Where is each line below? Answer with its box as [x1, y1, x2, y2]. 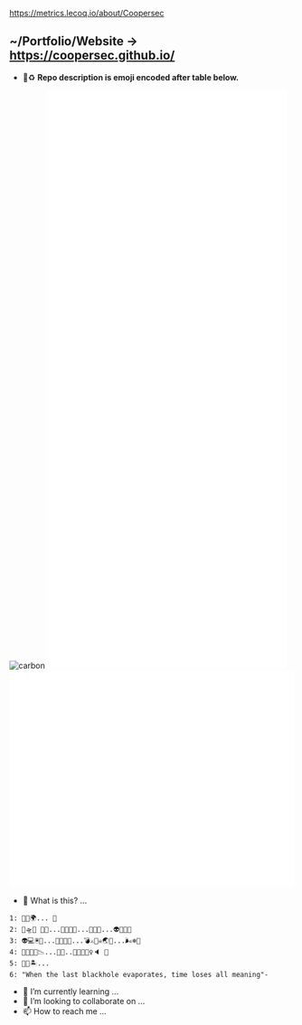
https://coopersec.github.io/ [9, 48, 175, 63]
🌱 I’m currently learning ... [22, 986, 119, 997]
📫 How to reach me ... [22, 1006, 107, 1016]
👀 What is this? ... [22, 895, 88, 906]
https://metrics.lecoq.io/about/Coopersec [9, 8, 165, 18]
